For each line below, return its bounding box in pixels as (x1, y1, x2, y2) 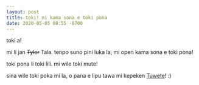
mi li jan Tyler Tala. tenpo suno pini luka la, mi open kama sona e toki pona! (6, 49, 194, 56)
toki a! (6, 37, 22, 44)
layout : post (6, 8, 40, 15)
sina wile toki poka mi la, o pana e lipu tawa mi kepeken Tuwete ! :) (6, 72, 172, 80)
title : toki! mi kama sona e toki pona (6, 15, 108, 21)
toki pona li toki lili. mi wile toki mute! (6, 60, 98, 67)
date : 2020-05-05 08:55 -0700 (6, 20, 83, 26)
